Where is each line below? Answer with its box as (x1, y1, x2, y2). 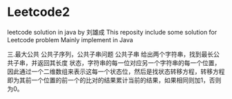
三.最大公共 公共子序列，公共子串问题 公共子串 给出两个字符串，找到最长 (7, 50, 214, 58)
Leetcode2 (7, 4, 70, 20)
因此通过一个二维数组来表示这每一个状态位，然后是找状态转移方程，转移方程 (7, 67, 225, 75)
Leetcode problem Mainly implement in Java (7, 35, 133, 44)
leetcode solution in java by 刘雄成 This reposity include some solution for (7, 28, 217, 36)
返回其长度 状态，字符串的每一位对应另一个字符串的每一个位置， (37, 58, 221, 66)
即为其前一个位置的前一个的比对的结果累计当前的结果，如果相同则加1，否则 (7, 75, 222, 84)
